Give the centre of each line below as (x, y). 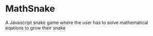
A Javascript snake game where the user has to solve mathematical (77, 22)
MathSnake (30, 9)
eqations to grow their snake (35, 27)
